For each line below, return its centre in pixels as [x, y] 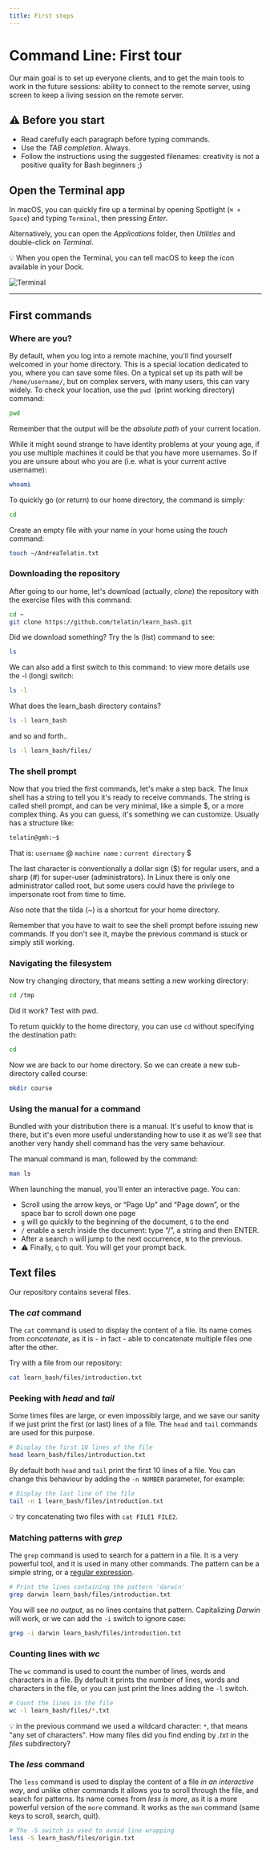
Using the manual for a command [75, 1108]
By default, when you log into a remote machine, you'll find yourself [121, 355]
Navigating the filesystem [60, 964]
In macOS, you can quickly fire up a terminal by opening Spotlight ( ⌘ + [125, 210]
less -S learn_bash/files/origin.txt [72, 1838]
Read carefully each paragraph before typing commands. [115, 139]
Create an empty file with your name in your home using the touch [118, 530]
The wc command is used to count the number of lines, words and [117, 1672]
